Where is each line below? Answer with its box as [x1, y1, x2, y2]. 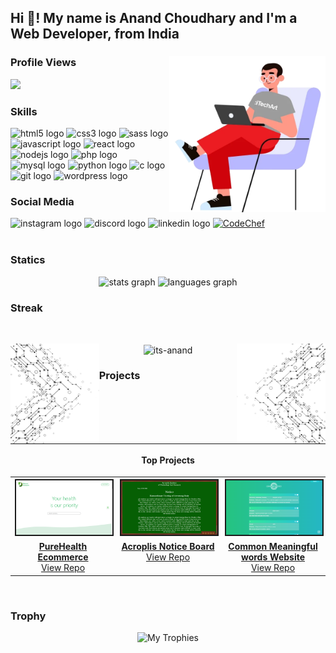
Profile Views [10, 56, 77, 70]
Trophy [10, 609, 47, 623]
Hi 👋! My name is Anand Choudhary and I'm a [10, 10, 298, 27]
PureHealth [38, 541, 88, 553]
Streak [10, 301, 43, 315]
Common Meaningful [228, 541, 318, 553]
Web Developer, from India [10, 26, 180, 43]
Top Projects [141, 454, 195, 466]
